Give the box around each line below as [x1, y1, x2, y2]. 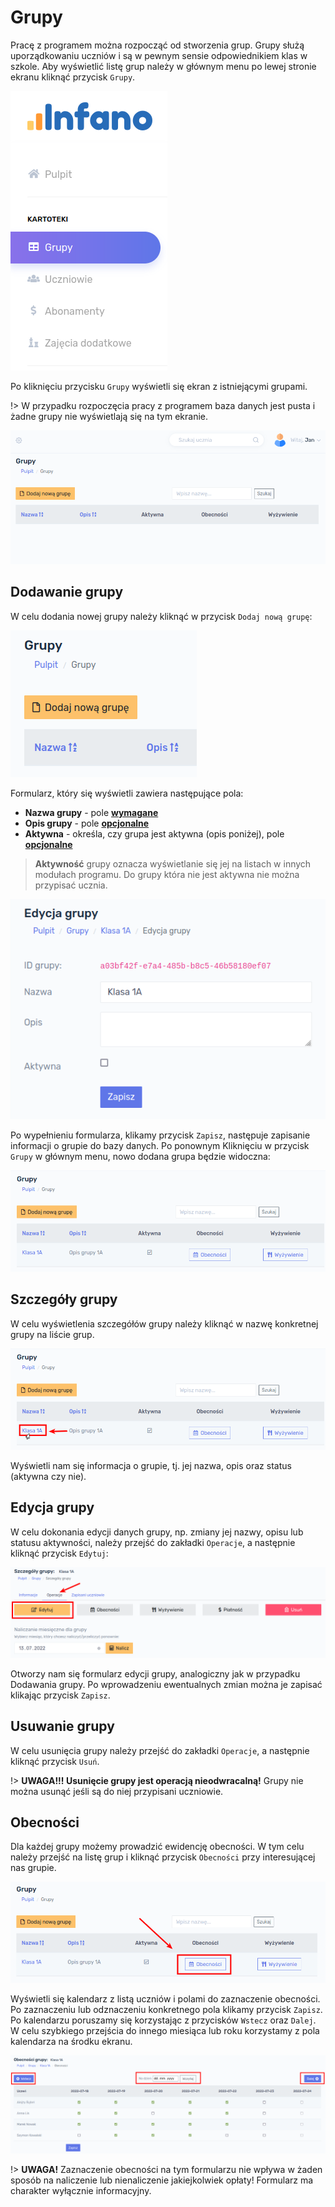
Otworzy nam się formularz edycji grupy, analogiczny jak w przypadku [10, 1667, 301, 1680]
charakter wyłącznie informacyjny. [10, 2184, 152, 2196]
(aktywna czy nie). [10, 1470, 87, 1482]
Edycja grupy [10, 1499, 95, 1516]
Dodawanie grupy [10, 584, 124, 601]
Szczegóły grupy [10, 1291, 118, 1308]
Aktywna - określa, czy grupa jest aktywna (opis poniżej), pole [24, 827, 285, 840]
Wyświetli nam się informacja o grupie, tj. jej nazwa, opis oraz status [10, 1459, 292, 1471]
